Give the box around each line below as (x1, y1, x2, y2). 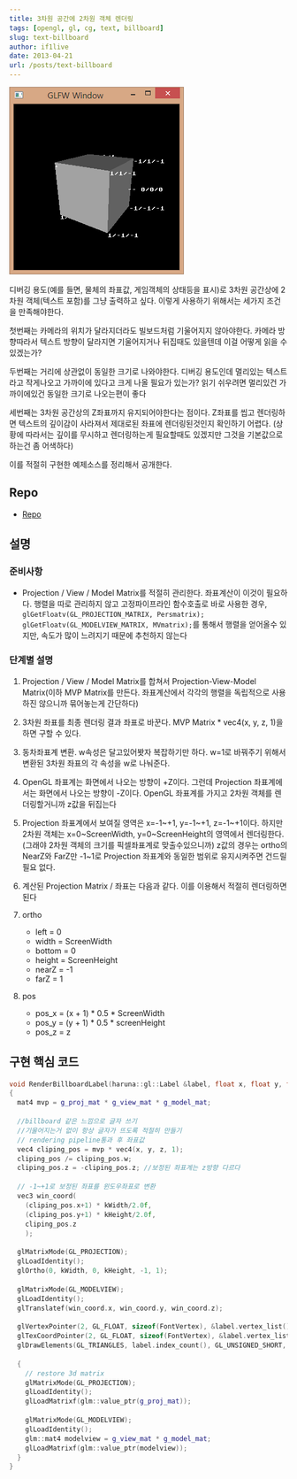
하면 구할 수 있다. (21, 728, 81, 738)
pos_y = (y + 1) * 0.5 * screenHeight (34, 1017, 165, 1028)
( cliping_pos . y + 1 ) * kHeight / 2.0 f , (25, 1210, 156, 1219)
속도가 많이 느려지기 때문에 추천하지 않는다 (41, 629, 187, 641)
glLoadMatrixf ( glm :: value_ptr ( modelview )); (25, 1444, 188, 1452)
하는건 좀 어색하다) (9, 441, 74, 451)
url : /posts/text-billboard (9, 61, 113, 70)
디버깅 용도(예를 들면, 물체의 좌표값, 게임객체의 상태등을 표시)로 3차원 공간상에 (9, 284, 279, 295)
